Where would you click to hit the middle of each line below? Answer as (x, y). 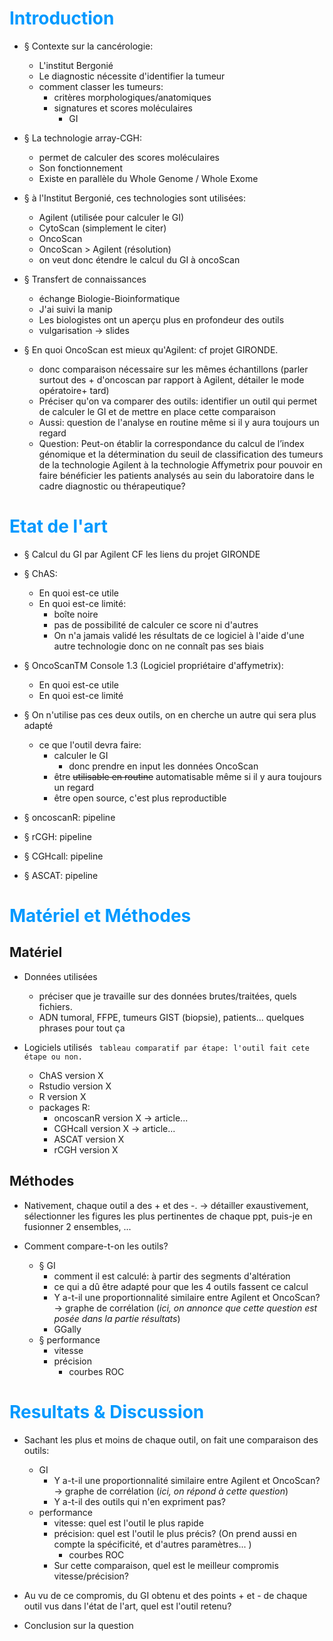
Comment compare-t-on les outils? (96, 1246)
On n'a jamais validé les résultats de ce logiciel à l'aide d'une (179, 635)
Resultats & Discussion (107, 1411)
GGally (67, 1329)
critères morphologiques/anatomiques (132, 97)
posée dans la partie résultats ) (117, 1318)
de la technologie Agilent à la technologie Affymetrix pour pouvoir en (180, 464)
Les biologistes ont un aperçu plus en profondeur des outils (161, 319)
